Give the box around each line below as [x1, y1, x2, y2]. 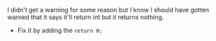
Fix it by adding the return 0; [17, 27, 103, 34]
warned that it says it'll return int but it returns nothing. [7, 13, 164, 21]
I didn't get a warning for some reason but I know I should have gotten [7, 6, 210, 14]
